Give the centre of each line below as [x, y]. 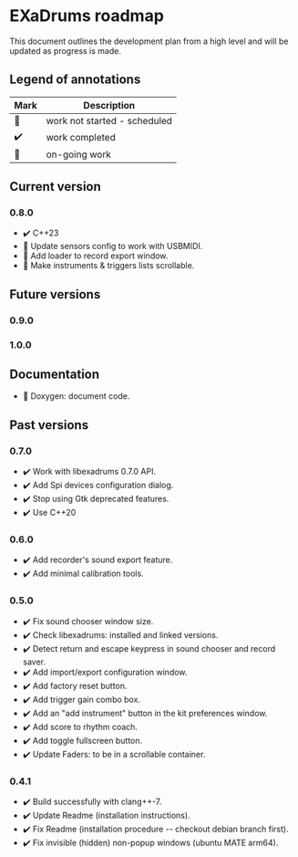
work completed [81, 138]
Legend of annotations [75, 80]
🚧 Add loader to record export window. [95, 256]
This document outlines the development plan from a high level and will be [149, 41]
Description [109, 105]
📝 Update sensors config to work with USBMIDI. [113, 246]
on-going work [78, 154]
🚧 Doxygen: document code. [76, 396]
